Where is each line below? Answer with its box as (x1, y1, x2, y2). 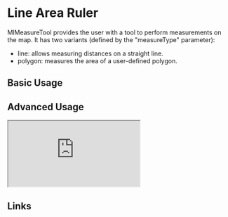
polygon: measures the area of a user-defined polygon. (17, 56, 177, 65)
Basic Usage (7, 77, 63, 89)
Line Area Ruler (7, 5, 99, 21)
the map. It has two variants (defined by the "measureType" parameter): (7, 35, 215, 44)
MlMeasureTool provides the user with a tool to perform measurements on (7, 28, 222, 37)
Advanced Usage (7, 100, 84, 113)
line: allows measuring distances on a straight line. (17, 49, 163, 58)
